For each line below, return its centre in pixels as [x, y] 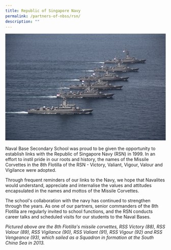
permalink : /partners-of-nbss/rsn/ [43, 16]
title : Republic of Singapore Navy [43, 11]
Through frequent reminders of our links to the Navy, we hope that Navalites [85, 180]
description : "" [22, 21]
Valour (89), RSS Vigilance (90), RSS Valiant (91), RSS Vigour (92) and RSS [84, 232]
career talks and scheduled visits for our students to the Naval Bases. [78, 217]
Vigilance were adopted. [31, 170]
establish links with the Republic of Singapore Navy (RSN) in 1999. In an [80, 154]
